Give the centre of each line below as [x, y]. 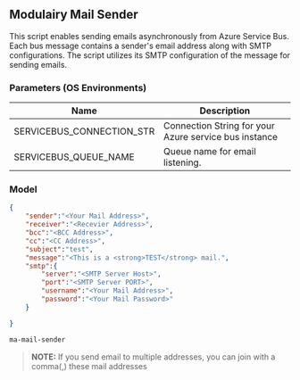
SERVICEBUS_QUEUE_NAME [75, 157]
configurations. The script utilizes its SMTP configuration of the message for [150, 55]
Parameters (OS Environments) [78, 87]
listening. [183, 162]
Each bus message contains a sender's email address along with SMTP [141, 45]
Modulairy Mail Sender [74, 15]
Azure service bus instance [221, 137]
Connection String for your [219, 126]
